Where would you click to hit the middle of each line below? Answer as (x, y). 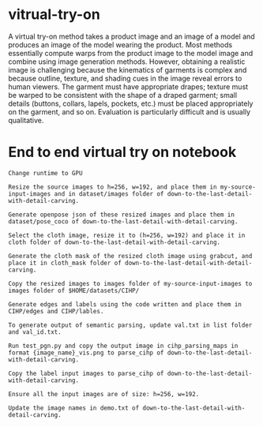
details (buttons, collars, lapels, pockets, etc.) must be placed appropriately (131, 103)
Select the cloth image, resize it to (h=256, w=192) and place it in (127, 235)
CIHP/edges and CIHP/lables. (56, 311)
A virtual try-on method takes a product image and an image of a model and (131, 36)
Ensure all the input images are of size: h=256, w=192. (104, 394)
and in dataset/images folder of (109, 194)
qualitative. (26, 120)
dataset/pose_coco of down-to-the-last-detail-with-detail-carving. (123, 221)
